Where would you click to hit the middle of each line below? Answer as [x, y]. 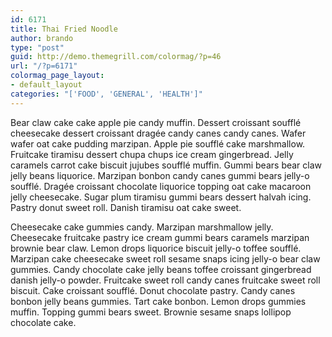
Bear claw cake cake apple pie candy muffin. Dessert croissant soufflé [156, 122]
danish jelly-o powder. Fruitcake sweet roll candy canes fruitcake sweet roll [165, 280]
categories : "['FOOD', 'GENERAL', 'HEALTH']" [106, 94]
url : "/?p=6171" [44, 66]
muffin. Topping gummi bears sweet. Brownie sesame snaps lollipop [151, 312]
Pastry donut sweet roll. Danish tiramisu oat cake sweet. [126, 207]
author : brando [42, 38]
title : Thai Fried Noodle [64, 29]
